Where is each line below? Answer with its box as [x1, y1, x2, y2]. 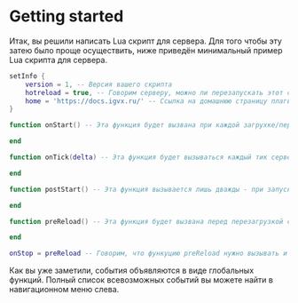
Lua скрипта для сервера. [9, 54, 108, 65]
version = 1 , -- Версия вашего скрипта [25, 80, 173, 89]
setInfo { [9, 71, 46, 81]
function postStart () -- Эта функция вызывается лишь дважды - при [9, 185, 264, 194]
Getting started [9, 6, 124, 27]
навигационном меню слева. [9, 284, 120, 295]
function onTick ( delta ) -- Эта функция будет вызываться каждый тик [9, 153, 268, 162]
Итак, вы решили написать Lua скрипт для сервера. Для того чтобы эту [9, 36, 282, 46]
